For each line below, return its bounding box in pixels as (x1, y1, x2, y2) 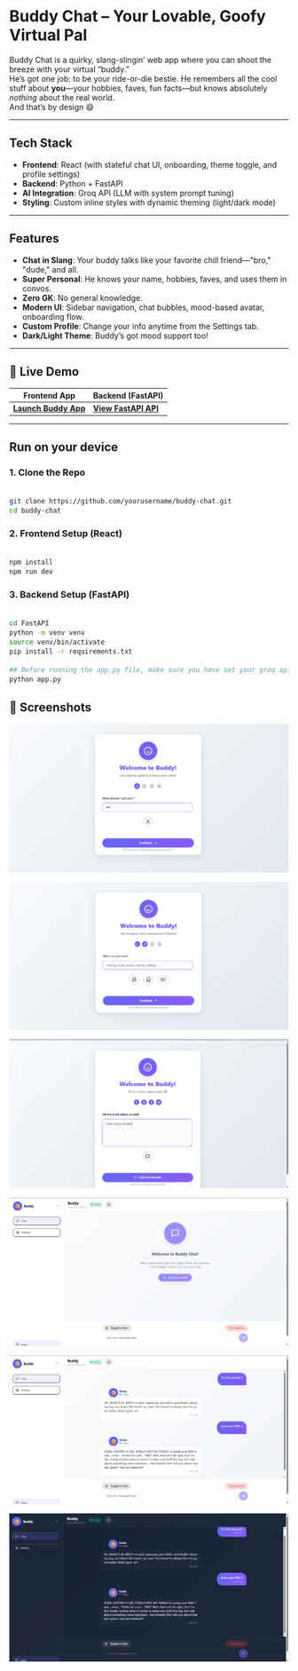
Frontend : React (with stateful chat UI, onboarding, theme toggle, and (21, 159, 278, 170)
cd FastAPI (9, 619, 50, 628)
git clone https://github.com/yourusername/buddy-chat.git (9, 497, 232, 506)
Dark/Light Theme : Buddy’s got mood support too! (21, 330, 208, 341)
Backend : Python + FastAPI (21, 178, 123, 188)
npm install (9, 558, 53, 567)
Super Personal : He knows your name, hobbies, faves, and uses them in (21, 273, 287, 284)
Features (9, 231, 59, 246)
